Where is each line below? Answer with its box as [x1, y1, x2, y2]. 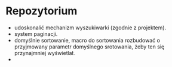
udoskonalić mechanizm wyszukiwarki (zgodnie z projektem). [14, 24, 167, 31]
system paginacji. [14, 30, 58, 37]
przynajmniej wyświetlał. [14, 49, 75, 56]
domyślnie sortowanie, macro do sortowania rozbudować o [14, 36, 161, 44]
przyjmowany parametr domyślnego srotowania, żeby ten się [14, 43, 165, 50]
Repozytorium [5, 4, 78, 18]
